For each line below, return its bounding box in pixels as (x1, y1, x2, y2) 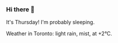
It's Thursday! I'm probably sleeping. (6, 19, 95, 26)
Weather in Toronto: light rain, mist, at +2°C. (6, 30, 113, 37)
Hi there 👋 (6, 5, 35, 14)
